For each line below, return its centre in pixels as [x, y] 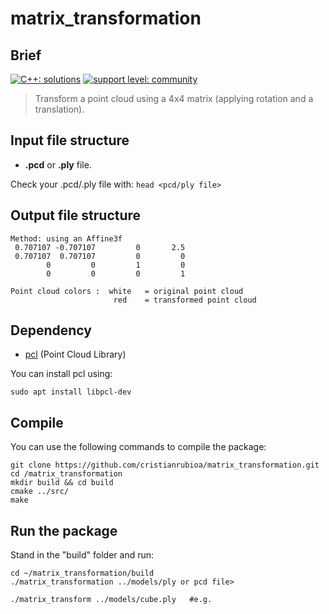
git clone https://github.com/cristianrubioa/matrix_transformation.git [165, 465]
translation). [59, 109]
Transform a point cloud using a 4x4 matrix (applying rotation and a [174, 98]
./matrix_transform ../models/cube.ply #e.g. [111, 600]
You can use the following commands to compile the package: [138, 447]
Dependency [51, 330]
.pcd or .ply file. [58, 164]
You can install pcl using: [61, 374]
